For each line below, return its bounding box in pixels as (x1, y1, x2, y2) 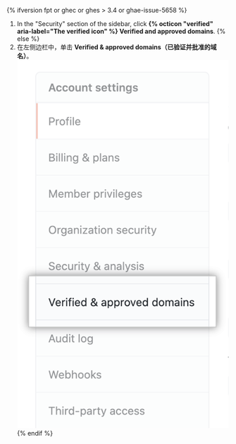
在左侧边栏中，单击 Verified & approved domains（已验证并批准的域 (16, 43, 217, 51)
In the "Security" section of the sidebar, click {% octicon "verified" (16, 20, 213, 27)
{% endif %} (16, 429, 54, 437)
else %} (16, 34, 40, 43)
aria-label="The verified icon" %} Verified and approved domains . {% (16, 27, 226, 35)
